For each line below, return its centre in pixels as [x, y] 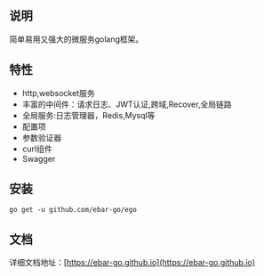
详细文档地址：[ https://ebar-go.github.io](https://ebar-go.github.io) [132, 263]
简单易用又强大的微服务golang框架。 [76, 39]
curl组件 [37, 149]
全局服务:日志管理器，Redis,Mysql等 [88, 115]
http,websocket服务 [58, 93]
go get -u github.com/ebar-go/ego [73, 210]
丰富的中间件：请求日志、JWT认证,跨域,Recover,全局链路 [127, 104]
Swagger [39, 158]
